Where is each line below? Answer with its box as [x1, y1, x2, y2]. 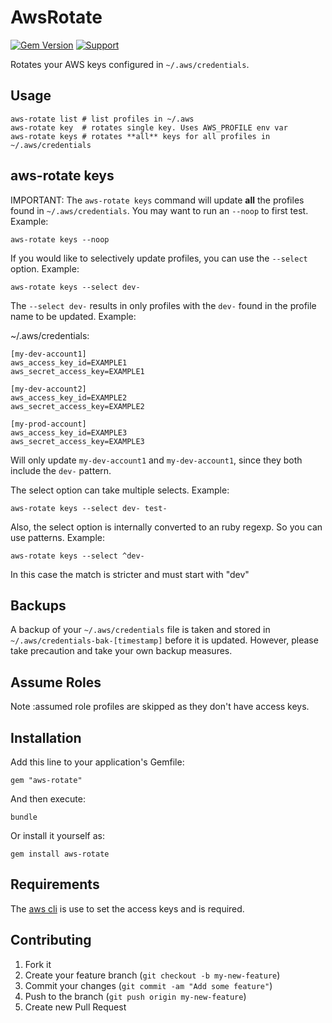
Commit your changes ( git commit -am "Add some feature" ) [24, 979, 273, 991]
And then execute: [10, 793, 86, 805]
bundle [10, 812, 38, 822]
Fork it [24, 958, 52, 970]
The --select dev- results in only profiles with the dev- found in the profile [10, 299, 317, 311]
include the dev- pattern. [10, 464, 112, 476]
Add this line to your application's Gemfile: [10, 756, 185, 768]
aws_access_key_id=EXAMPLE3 [10, 427, 128, 438]
